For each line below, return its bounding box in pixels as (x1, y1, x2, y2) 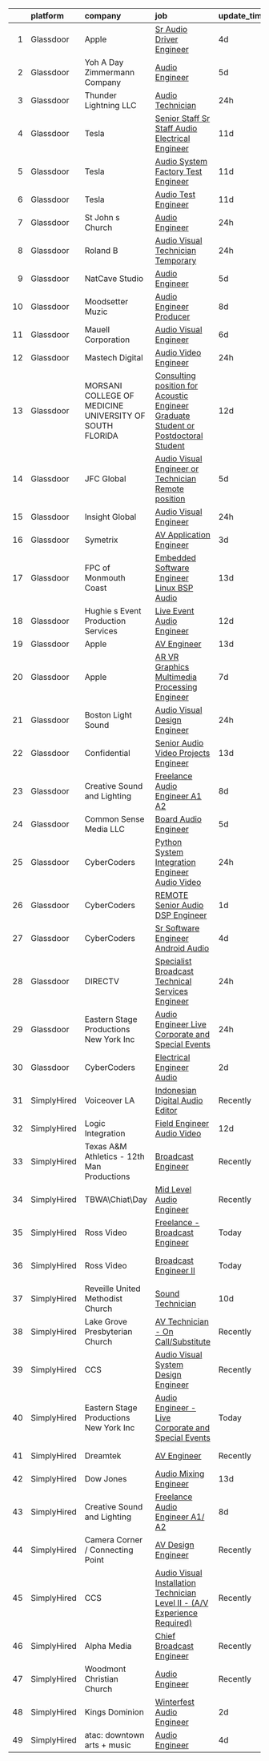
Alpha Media (84, 1641, 132, 1651)
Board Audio (155, 814, 203, 824)
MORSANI (84, 380, 122, 391)
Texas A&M (84, 1141, 127, 1152)
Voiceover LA (84, 1095, 135, 1106)
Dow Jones (84, 1474, 127, 1484)
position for (155, 380, 199, 391)
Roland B (84, 245, 118, 255)
